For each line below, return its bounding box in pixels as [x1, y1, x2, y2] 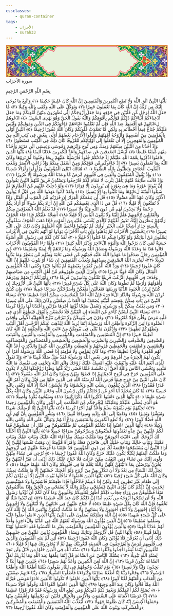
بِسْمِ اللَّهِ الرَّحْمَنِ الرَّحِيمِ [6, 88, 51, 94]
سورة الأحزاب [6, 78, 33, 84]
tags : [6, 19, 17, 24]
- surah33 [15, 30, 36, 35]
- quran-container [15, 13, 54, 19]
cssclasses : [6, 8, 31, 13]
